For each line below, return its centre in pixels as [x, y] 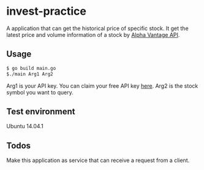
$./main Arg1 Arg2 [30, 74]
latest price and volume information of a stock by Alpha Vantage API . [93, 34]
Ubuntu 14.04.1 [25, 126]
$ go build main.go [31, 68]
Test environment [41, 111]
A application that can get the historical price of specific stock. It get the [97, 28]
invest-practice [47, 11]
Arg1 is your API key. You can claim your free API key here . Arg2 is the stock [102, 86]
